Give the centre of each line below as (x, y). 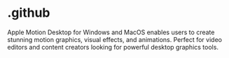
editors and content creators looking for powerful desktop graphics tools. (113, 47)
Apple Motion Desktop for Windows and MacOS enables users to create (111, 32)
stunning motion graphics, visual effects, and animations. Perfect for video (115, 39)
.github (29, 13)
